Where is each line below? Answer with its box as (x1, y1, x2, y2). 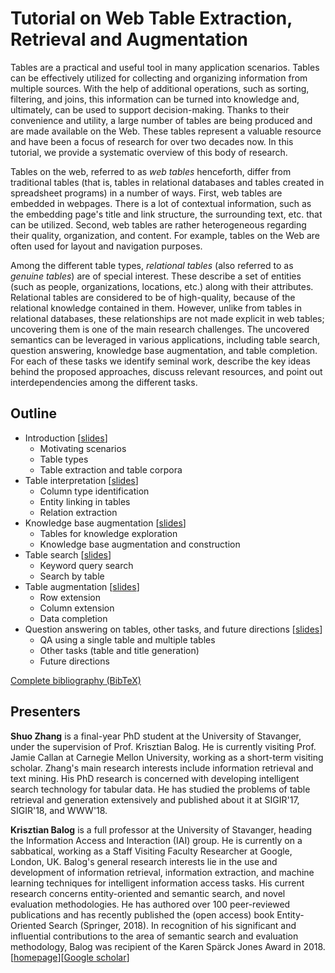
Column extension (39, 602, 115, 614)
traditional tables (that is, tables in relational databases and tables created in (10, 176, 325, 188)
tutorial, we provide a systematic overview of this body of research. (10, 146, 288, 158)
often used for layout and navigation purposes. (10, 240, 203, 252)
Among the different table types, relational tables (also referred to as (10, 259, 294, 271)
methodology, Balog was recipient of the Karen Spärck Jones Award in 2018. (10, 940, 326, 952)
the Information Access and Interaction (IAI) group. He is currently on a (10, 834, 303, 846)
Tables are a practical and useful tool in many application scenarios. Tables (10, 61, 320, 73)
